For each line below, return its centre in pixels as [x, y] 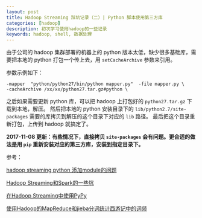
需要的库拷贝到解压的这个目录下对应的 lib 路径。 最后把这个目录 [109, 117]
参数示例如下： [25, 72]
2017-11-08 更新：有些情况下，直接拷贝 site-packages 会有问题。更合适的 [98, 137]
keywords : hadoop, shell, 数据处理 [49, 34]
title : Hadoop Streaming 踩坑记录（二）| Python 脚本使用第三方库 [84, 18]
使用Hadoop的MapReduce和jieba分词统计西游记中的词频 [77, 208]
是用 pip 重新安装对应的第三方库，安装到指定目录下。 [77, 144]
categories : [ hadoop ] [33, 23]
